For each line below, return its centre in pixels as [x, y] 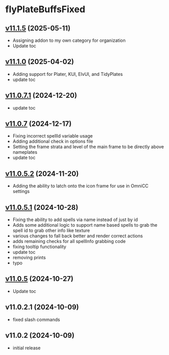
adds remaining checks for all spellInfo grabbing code [69, 241]
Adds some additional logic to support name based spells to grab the [85, 225]
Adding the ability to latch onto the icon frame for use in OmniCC [80, 186]
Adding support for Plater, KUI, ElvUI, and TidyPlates [68, 74]
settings [21, 192]
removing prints [29, 258]
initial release [26, 348]
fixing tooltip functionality [39, 247]
